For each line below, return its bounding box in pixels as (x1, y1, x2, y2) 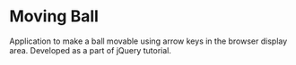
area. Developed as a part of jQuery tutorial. (9, 45, 172, 55)
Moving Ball (9, 6, 99, 27)
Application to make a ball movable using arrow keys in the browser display (9, 36, 288, 46)
